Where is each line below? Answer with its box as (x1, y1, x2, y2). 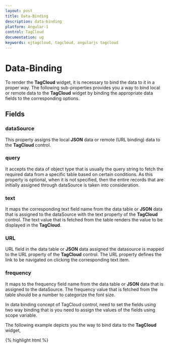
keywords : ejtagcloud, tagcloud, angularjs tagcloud (5, 40, 119, 45)
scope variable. (5, 312, 37, 318)
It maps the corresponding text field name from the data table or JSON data (5, 206, 163, 212)
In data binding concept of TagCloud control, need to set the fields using (5, 301, 156, 307)
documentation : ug (5, 35, 44, 40)
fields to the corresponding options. (5, 95, 80, 101)
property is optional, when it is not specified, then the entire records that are (5, 177, 164, 183)
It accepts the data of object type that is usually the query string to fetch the (5, 166, 164, 172)
